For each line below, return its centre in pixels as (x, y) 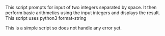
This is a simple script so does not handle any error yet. (64, 28)
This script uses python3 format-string (46, 18)
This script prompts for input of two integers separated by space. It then (81, 7)
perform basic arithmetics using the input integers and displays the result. (83, 13)
